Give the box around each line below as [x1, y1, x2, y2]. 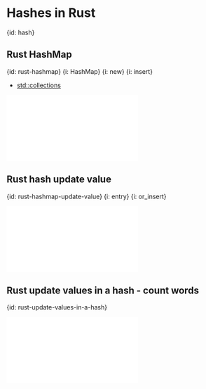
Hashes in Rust [6, 5, 96, 21]
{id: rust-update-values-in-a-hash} [6, 303, 108, 312]
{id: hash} [6, 28, 35, 37]
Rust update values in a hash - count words [6, 284, 199, 296]
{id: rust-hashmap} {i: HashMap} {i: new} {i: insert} [6, 67, 153, 75]
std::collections [16, 81, 61, 89]
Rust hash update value [6, 174, 111, 186]
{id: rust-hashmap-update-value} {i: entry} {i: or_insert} [6, 192, 167, 200]
